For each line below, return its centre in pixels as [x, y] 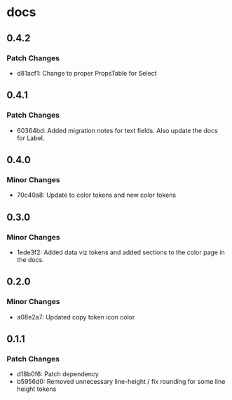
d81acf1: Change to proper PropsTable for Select [87, 73]
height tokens [36, 389]
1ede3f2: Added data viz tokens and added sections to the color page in [121, 252]
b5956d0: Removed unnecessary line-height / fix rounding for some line [121, 382]
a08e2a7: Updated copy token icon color [76, 317]
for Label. [30, 138]
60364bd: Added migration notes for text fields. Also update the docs [117, 130]
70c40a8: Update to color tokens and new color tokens [96, 195]
